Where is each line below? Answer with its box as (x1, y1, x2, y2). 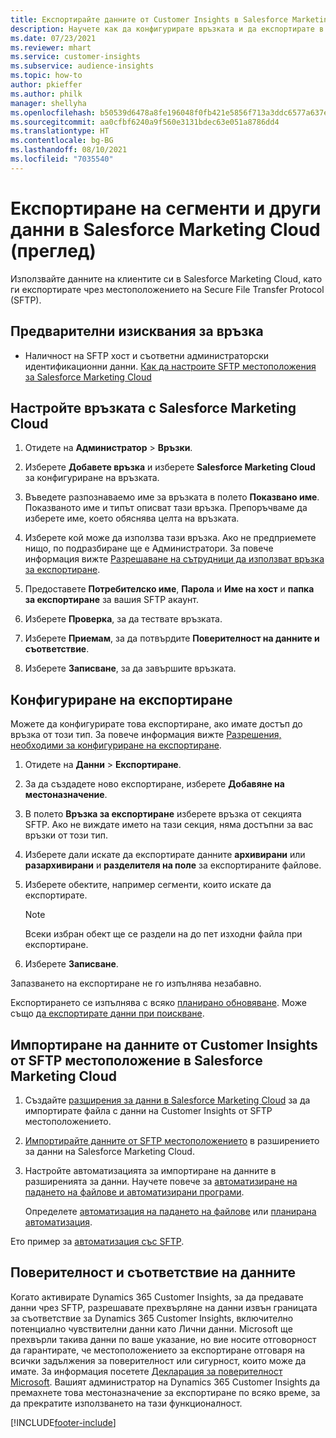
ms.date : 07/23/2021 (10, 33, 97, 43)
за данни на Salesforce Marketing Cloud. (24, 1145, 195, 1157)
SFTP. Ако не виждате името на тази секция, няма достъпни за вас (24, 819, 314, 831)
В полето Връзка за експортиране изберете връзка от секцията (24, 808, 302, 820)
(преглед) (10, 239, 97, 262)
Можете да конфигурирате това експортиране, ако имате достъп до (10, 718, 303, 730)
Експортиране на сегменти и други (10, 197, 322, 220)
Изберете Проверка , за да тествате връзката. (24, 613, 223, 625)
